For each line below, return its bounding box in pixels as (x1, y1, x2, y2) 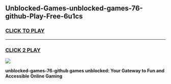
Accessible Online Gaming (5, 73, 63, 79)
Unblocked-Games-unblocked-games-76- (5, 4, 144, 13)
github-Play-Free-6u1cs (5, 12, 83, 21)
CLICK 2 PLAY (5, 46, 41, 53)
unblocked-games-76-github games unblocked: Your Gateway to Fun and (5, 67, 164, 73)
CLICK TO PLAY (5, 27, 45, 35)
